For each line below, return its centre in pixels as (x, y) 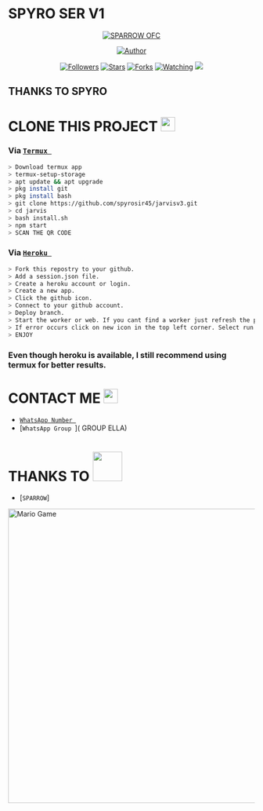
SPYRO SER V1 (56, 14)
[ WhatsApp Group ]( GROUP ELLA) (73, 428)
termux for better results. (58, 364)
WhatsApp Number (46, 421)
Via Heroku (28, 253)
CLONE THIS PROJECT (83, 126)
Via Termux (28, 151)
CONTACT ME (54, 398)
